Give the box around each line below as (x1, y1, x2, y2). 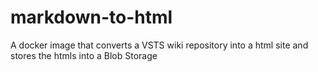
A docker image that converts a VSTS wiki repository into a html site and (10, 39, 309, 51)
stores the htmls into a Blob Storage (10, 49, 158, 61)
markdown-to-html (10, 6, 173, 29)
